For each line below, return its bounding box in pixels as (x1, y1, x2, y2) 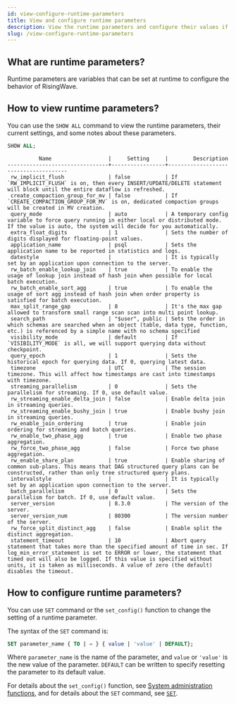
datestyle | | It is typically (10, 253, 219, 260)
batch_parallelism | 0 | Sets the (10, 487, 197, 495)
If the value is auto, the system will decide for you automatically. (7, 222, 219, 230)
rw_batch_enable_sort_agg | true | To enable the (10, 284, 213, 291)
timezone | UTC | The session (10, 364, 206, 372)
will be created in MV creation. (7, 204, 106, 211)
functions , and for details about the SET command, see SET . (7, 689, 178, 698)
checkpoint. (7, 346, 42, 353)
